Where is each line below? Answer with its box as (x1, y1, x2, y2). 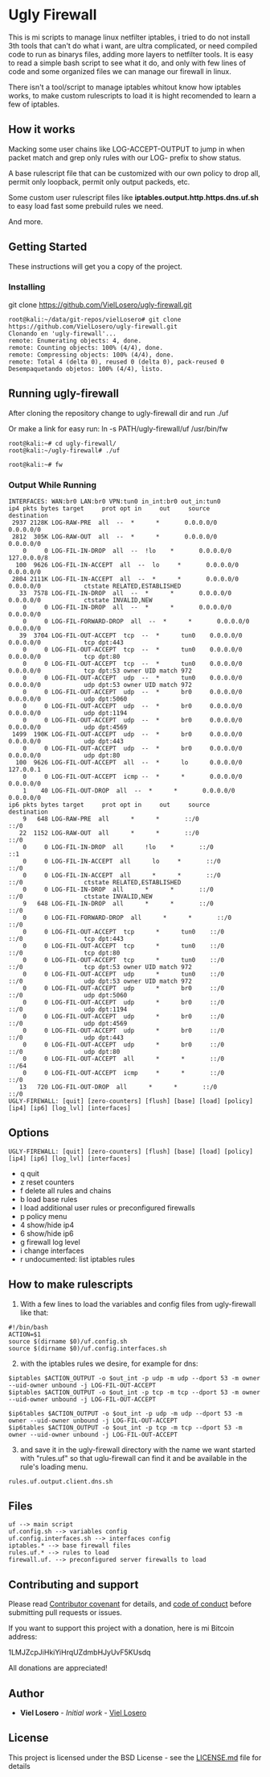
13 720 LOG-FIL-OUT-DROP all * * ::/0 (18, 1083, 218, 1091)
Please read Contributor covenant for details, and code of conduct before (8, 1599, 252, 1609)
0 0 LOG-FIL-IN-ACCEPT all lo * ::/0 (22, 857, 221, 865)
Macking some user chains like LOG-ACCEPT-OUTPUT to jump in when (8, 144, 245, 154)
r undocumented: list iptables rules (19, 1254, 135, 1263)
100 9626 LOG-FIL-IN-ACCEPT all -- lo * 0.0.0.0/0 (15, 560, 239, 569)
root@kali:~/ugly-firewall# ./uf (8, 446, 121, 455)
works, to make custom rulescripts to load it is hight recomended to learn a (8, 90, 257, 100)
